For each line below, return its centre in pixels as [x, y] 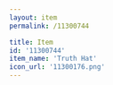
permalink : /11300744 [49, 26]
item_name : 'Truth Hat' [53, 59]
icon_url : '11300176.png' [57, 67]
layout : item [33, 17]
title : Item [31, 42]
